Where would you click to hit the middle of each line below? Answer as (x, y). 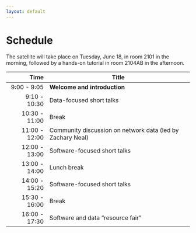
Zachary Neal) (69, 137)
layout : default (26, 11)
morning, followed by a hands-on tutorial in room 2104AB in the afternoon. (95, 62)
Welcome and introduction (87, 87)
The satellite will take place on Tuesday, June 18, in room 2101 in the (87, 57)
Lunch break (66, 167)
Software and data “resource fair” (95, 218)
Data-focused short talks (84, 100)
